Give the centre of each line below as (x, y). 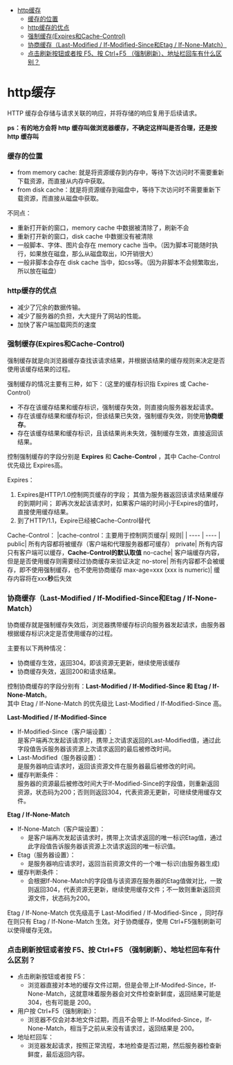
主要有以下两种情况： (37, 648)
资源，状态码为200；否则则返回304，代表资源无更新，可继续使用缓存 (116, 792)
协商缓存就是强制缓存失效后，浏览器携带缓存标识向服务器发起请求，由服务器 (116, 625)
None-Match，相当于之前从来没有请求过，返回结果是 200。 (113, 1028)
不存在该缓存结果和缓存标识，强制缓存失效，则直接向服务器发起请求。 (117, 407)
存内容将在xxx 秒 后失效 (39, 578)
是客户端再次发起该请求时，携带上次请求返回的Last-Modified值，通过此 (119, 740)
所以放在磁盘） (38, 271)
